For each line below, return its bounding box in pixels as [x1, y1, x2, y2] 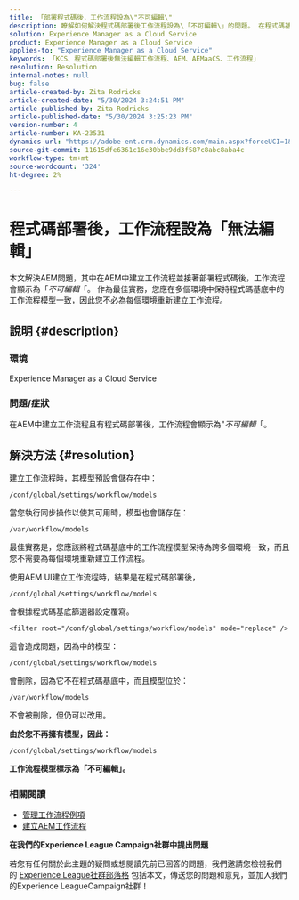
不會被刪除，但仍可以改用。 [9, 709, 111, 720]
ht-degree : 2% [9, 170, 62, 179]
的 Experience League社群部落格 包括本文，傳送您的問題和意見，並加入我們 [9, 870, 287, 880]
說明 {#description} [9, 323, 120, 338]
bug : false [9, 79, 50, 88]
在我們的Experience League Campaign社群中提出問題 [9, 839, 209, 850]
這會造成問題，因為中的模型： [9, 640, 118, 651]
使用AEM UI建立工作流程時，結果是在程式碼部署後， [9, 572, 200, 582]
